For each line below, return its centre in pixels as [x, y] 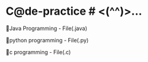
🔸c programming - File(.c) [38, 52]
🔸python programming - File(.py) [47, 40]
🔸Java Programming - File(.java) [46, 28]
